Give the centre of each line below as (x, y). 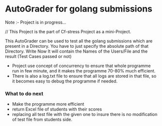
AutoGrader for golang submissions (79, 9)
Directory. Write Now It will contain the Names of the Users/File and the (76, 51)
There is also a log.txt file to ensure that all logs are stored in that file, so (84, 76)
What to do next (24, 94)
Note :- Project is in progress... (36, 22)
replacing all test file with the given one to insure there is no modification (85, 114)
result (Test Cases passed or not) (38, 56)
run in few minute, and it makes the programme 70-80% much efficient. (84, 70)
